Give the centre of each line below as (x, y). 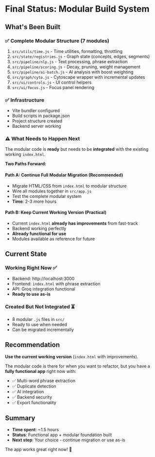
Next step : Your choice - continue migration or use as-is (69, 440)
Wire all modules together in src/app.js (52, 191)
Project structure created (37, 121)
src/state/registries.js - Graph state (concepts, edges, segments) (81, 56)
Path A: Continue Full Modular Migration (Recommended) (64, 175)
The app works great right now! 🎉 (38, 449)
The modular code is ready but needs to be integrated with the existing (77, 149)
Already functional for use (39, 233)
